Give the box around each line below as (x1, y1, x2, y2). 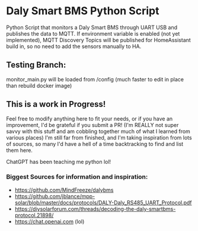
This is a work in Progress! (6, 99, 106, 109)
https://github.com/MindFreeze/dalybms (14, 186, 114, 194)
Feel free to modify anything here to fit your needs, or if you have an (6, 115, 173, 122)
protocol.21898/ (14, 211, 54, 219)
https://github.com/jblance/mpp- (14, 192, 95, 200)
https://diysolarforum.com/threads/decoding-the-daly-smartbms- (14, 205, 176, 212)
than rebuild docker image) (6, 82, 72, 89)
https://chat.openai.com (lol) (14, 218, 85, 225)
